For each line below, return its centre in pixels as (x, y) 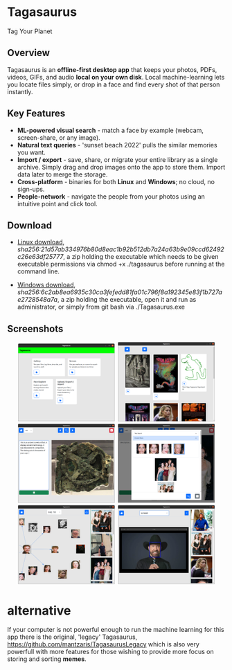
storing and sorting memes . (47, 659)
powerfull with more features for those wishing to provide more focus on (110, 652)
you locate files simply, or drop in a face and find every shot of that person (114, 84)
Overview (29, 53)
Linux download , (41, 242)
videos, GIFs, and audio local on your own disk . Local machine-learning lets (116, 77)
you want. (32, 152)
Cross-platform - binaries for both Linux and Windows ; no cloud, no (116, 181)
